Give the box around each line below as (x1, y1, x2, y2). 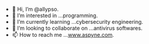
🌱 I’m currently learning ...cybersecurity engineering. (11, 18, 144, 25)
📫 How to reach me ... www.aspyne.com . (11, 32, 115, 38)
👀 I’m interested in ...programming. (11, 12, 98, 19)
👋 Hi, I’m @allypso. (11, 6, 59, 12)
